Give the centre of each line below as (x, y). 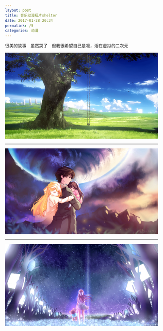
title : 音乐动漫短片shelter (31, 15)
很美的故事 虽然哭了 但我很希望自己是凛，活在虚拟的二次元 (67, 46)
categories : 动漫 (22, 31)
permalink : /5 (19, 26)
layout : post (18, 10)
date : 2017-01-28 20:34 (29, 20)
